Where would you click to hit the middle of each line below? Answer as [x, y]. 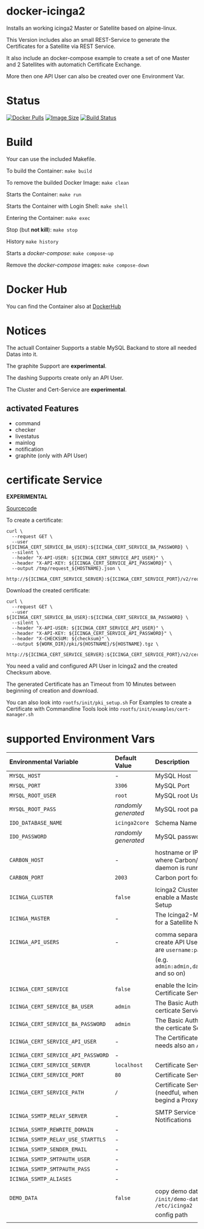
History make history [32, 241]
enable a [167, 897]
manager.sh [20, 715]
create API [170, 942]
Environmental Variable [44, 762]
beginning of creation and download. [53, 691]
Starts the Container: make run [44, 194]
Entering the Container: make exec [48, 217]
